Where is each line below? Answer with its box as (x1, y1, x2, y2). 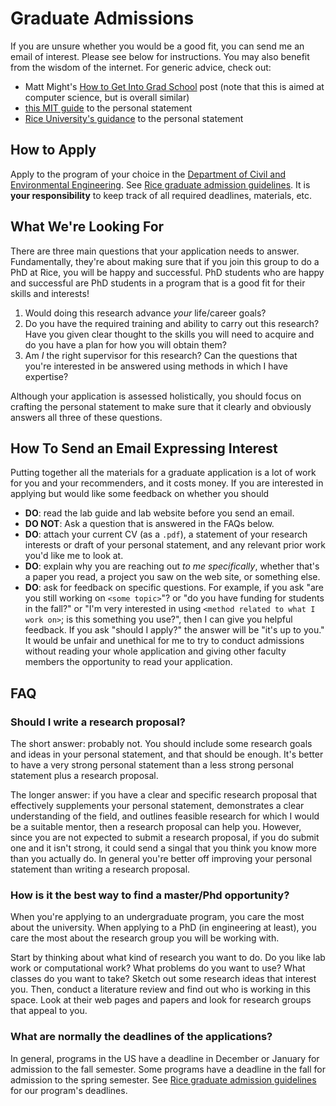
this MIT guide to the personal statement (24, 102, 193, 114)
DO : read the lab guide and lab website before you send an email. (24, 507, 295, 519)
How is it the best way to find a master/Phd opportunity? (10, 888, 290, 902)
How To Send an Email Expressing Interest (10, 440, 278, 457)
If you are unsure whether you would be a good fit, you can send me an (10, 40, 305, 52)
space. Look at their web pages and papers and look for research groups (10, 994, 312, 1006)
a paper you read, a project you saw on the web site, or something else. (24, 571, 321, 583)
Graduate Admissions (10, 7, 195, 30)
